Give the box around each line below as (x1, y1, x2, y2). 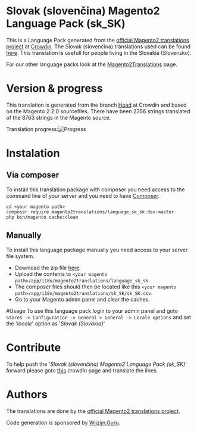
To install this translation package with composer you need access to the (6, 186, 185, 193)
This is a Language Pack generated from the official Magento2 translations (6, 36, 189, 43)
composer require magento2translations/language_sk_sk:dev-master (6, 209, 174, 215)
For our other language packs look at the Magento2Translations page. (6, 61, 177, 68)
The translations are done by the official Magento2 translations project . (6, 407, 180, 415)
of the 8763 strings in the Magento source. (6, 114, 111, 121)
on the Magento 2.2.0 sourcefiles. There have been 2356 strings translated (6, 107, 190, 114)
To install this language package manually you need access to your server (6, 246, 188, 253)
